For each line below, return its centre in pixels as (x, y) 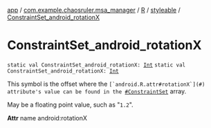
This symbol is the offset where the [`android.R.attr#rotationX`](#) (106, 84)
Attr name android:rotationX (47, 118)
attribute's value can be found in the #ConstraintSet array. (97, 91)
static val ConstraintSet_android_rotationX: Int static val (97, 65)
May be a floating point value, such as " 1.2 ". (70, 104)
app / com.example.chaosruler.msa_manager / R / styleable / (94, 10)
